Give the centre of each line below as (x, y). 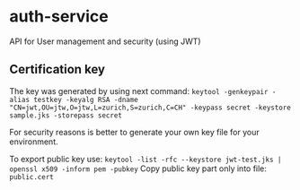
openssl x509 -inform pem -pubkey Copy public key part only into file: (138, 168)
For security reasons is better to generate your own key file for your (134, 132)
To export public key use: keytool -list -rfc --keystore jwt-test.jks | (146, 159)
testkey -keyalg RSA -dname (86, 99)
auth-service (59, 17)
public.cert (31, 177)
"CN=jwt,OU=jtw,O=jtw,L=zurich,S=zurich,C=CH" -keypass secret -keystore (150, 108)
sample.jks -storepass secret (66, 115)
